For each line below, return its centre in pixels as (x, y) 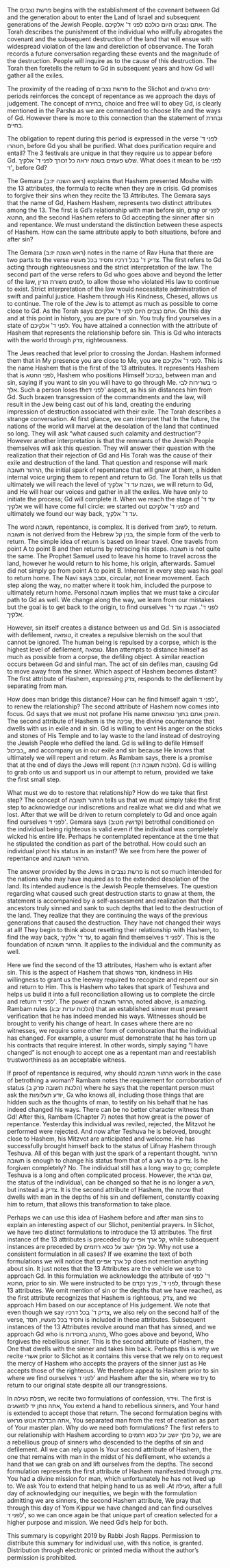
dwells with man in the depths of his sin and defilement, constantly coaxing (113, 1197)
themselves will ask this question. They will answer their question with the (111, 448)
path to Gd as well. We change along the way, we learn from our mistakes (111, 600)
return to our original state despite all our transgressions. (87, 1385)
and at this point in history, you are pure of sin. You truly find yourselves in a (114, 318)
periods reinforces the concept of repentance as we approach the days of (111, 96)
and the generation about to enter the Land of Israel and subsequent (104, 17)
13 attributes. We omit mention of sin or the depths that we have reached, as (115, 1290)
